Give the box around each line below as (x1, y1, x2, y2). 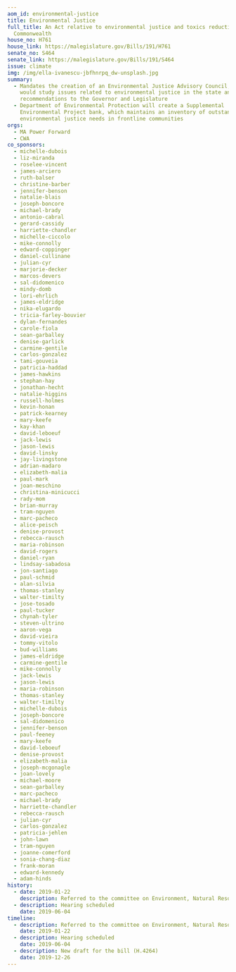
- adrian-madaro (13, 462, 61, 469)
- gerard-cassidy (13, 220, 65, 227)
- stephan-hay (13, 377, 55, 384)
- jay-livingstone (13, 456, 68, 463)
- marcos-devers (13, 272, 61, 279)
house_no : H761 (7, 37, 52, 44)
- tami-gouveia (13, 357, 58, 365)
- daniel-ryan (13, 554, 55, 561)
